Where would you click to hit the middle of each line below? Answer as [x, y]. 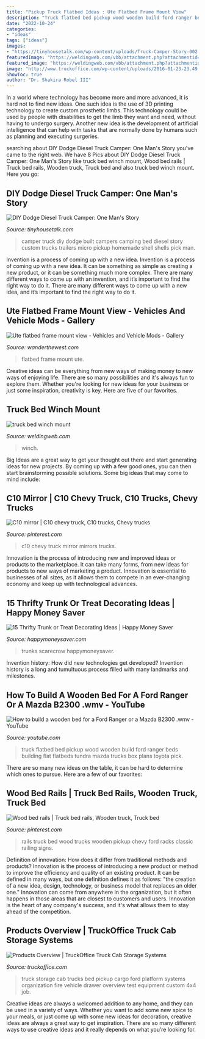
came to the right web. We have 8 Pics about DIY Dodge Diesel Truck [93, 155]
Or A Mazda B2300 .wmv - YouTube [76, 705]
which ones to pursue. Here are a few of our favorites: [74, 774]
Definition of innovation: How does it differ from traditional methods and [97, 860]
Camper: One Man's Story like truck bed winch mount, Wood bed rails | [96, 161]
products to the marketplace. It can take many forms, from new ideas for [98, 565]
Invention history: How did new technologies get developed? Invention [95, 663]
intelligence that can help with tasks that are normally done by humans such [102, 130]
